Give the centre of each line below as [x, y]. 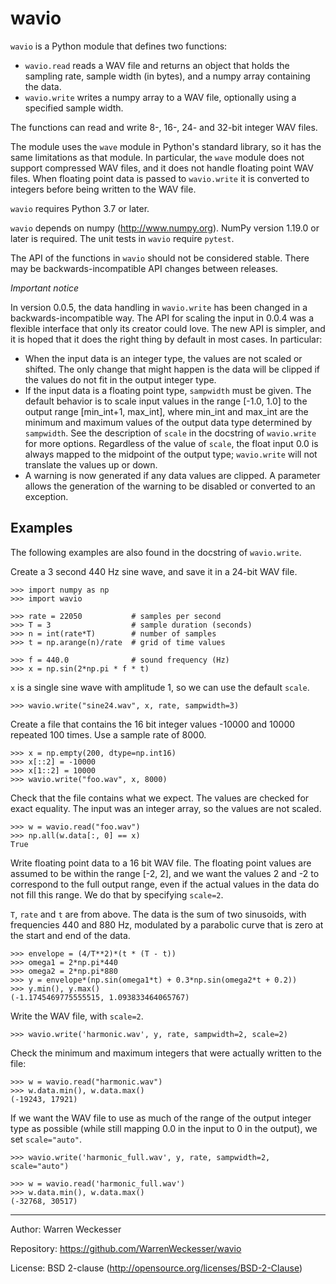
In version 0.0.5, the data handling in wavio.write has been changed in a [159, 307]
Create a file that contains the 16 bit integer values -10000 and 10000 [153, 724]
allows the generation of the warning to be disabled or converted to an [170, 486]
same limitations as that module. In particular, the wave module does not [157, 157]
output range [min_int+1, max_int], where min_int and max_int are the [166, 411]
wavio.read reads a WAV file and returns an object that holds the [157, 65]
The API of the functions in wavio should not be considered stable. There [160, 258]
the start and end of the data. [70, 935]
